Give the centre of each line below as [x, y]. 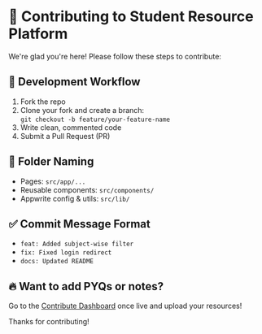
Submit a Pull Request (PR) [65, 136]
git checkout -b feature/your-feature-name [95, 119]
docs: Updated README [57, 262]
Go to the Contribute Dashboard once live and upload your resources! [125, 306]
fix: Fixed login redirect [66, 253]
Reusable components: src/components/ [87, 189]
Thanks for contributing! [49, 322]
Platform [38, 34]
